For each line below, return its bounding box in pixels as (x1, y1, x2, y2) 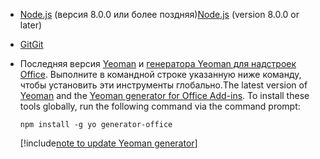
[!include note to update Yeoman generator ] (19, 137, 198, 149)
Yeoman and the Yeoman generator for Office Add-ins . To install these (19, 90, 310, 101)
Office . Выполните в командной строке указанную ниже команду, (19, 69, 302, 80)
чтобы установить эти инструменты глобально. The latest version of (19, 79, 308, 91)
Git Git (19, 39, 44, 50)
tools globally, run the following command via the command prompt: (19, 100, 301, 112)
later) (19, 19, 43, 31)
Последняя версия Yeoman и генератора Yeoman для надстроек (19, 58, 297, 69)
